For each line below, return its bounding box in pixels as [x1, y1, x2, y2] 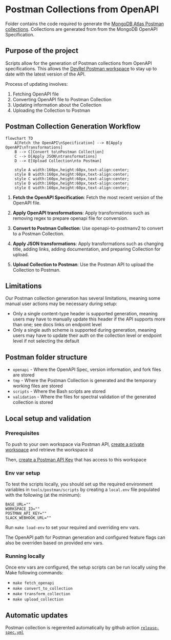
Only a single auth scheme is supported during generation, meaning [12, 327, 156, 333]
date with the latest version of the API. [5, 71, 86, 77]
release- [140, 626, 159, 631]
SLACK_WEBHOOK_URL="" [5, 515, 52, 521]
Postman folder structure [5, 353, 88, 362]
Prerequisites [5, 429, 39, 437]
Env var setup [5, 469, 40, 476]
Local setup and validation [5, 414, 91, 423]
